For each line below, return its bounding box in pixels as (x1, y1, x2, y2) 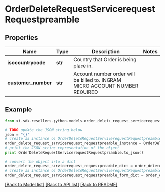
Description (91, 48, 120, 55)
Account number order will (73, 70, 135, 77)
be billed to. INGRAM (73, 77, 121, 83)
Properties (5, 33, 38, 42)
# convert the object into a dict (5, 159, 76, 164)
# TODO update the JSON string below (5, 127, 82, 132)
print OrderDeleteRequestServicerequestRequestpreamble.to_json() (5, 150, 144, 155)
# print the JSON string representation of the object (5, 146, 120, 151)
